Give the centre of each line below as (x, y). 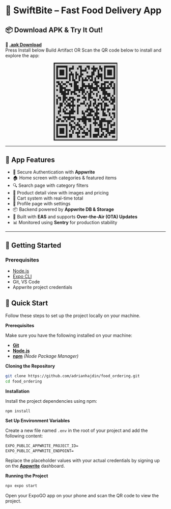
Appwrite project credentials (42, 287)
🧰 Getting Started (33, 245)
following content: (24, 436)
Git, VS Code (26, 282)
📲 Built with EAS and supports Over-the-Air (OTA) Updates (75, 217)
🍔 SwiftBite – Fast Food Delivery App (83, 10)
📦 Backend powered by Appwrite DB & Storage (63, 209)
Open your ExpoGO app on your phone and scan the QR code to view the (82, 496)
